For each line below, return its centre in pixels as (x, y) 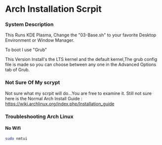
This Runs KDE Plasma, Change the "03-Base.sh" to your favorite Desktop (81, 35)
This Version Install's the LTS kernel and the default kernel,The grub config (81, 59)
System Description (29, 25)
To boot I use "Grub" (26, 50)
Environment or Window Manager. (40, 40)
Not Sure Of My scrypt (33, 83)
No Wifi (13, 128)
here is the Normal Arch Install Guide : (44, 98)
